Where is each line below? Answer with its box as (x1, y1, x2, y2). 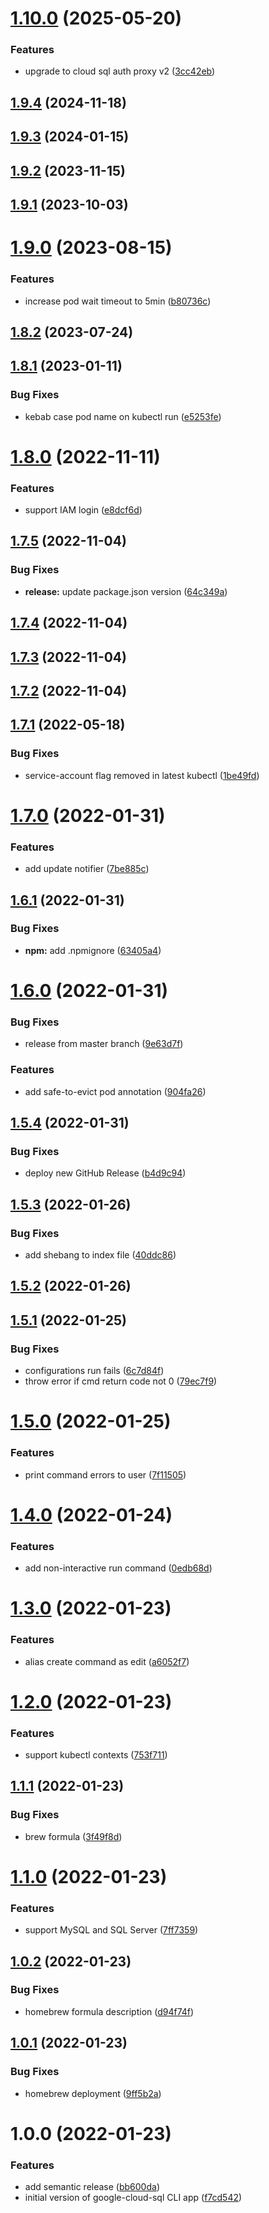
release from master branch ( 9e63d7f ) (24, 1038, 184, 1050)
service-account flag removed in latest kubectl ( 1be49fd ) (24, 769, 260, 781)
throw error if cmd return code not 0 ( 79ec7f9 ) (24, 1375, 218, 1387)
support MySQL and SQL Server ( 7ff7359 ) (24, 1924, 199, 1936)
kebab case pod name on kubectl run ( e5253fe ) (24, 410, 222, 422)
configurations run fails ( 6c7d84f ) (24, 1365, 165, 1377)
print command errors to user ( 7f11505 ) (24, 1468, 187, 1481)
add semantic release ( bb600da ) (24, 2181, 160, 2193)
